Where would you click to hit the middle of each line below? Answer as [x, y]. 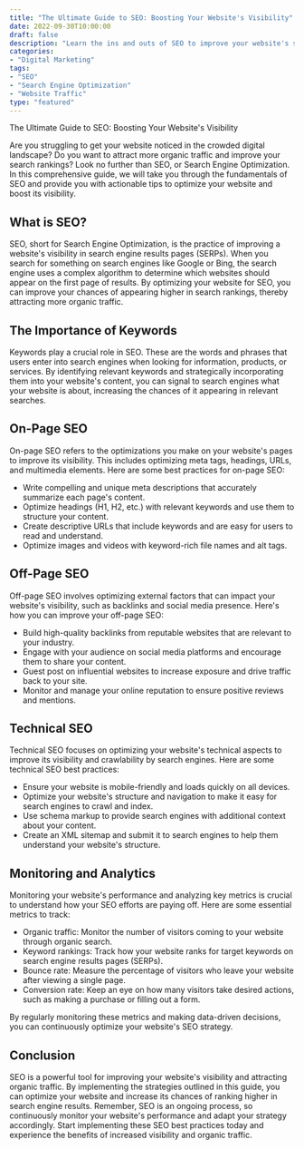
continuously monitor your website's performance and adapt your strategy [148, 1115]
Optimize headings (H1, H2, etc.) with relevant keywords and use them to [158, 506]
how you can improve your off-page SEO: [87, 615]
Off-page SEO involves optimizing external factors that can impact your [142, 596]
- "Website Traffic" [48, 93]
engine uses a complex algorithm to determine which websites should [139, 273]
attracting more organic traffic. [66, 302]
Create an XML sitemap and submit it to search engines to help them [150, 835]
